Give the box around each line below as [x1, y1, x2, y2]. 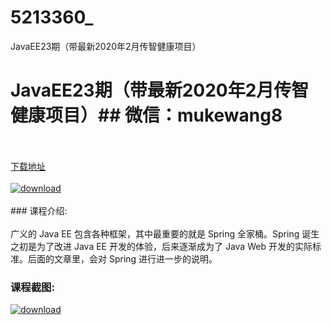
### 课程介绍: [10, 204, 68, 216]
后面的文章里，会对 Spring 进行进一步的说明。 [27, 252, 218, 265]
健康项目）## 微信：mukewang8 [10, 104, 283, 127]
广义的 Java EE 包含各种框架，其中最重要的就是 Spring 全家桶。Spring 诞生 [10, 227, 320, 240]
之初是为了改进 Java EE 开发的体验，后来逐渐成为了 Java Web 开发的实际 [10, 240, 313, 252]
